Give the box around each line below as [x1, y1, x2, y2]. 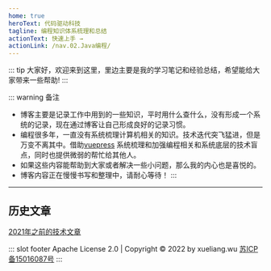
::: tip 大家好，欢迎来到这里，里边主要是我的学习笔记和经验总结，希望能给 [8, 66, 253, 75]
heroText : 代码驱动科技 [8, 19, 81, 28]
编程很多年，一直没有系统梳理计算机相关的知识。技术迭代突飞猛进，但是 [19, 130, 261, 140]
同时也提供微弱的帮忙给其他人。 [34, 150, 141, 160]
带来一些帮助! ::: [15, 75, 69, 85]
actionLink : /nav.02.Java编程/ [8, 42, 111, 50]
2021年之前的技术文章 [8, 227, 81, 236]
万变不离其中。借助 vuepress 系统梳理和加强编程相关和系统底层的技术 [19, 140, 252, 150]
